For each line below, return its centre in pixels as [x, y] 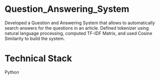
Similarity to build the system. [35, 39]
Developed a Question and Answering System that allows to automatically [80, 23]
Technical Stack [38, 59]
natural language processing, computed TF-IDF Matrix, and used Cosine [79, 33]
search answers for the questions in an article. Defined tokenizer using [77, 28]
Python [12, 72]
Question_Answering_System [67, 9]
